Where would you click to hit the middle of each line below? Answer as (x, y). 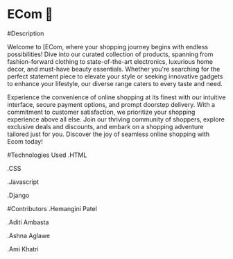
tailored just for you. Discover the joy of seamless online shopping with (109, 134)
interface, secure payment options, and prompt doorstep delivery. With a (111, 104)
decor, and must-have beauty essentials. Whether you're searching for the (114, 69)
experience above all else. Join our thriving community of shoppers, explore (116, 119)
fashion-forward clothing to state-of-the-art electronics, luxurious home (110, 61)
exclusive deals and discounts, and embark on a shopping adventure (105, 126)
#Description (26, 33)
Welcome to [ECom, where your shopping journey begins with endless (108, 47)
